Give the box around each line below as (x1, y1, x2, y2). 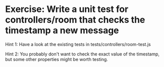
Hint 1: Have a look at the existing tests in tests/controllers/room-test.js (5, 41, 151, 47)
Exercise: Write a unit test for (5, 3, 128, 15)
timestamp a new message (5, 25, 119, 36)
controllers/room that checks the (5, 14, 145, 25)
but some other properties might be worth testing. (5, 56, 108, 62)
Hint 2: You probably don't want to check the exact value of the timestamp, (5, 51, 160, 57)
